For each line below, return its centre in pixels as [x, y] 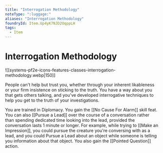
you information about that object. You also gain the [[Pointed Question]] [78, 141]
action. [12, 146]
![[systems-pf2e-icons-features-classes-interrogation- [60, 70]
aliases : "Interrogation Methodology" [44, 19]
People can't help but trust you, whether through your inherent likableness [80, 85]
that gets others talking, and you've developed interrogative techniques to [79, 95]
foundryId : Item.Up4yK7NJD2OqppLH [40, 23]
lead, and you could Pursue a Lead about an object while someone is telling [81, 135]
